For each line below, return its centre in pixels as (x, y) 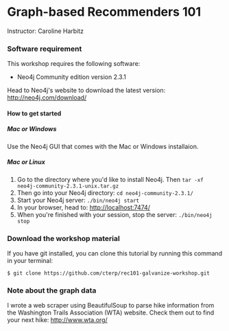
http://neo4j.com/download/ (47, 98)
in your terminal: (30, 261)
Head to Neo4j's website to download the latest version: (86, 91)
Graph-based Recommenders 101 (104, 12)
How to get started (34, 113)
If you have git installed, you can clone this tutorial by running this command (115, 253)
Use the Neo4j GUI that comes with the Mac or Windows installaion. (103, 146)
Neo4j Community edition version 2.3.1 (72, 77)
